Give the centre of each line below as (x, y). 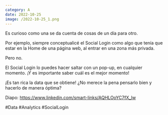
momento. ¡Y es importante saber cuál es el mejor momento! (67, 73)
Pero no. (14, 58)
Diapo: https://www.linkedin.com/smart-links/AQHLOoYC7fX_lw (70, 97)
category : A (17, 10)
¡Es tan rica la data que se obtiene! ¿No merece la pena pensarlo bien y (78, 82)
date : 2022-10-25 (23, 14)
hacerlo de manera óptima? (33, 88)
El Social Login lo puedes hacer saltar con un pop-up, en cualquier (74, 67)
